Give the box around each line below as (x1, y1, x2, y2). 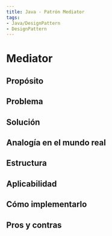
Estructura (6, 158, 47, 168)
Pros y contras (6, 220, 62, 230)
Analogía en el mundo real (6, 137, 107, 148)
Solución (6, 117, 40, 127)
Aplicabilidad (6, 179, 57, 189)
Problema (6, 96, 43, 107)
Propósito (6, 76, 44, 86)
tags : (6, 15, 20, 21)
